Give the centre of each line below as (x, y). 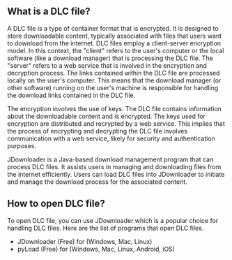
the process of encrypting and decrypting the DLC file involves (98, 131)
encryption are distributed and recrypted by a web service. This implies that (116, 123)
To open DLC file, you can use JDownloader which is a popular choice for (113, 220)
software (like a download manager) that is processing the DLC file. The (110, 58)
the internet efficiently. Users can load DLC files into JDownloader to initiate (116, 174)
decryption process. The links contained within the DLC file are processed (114, 73)
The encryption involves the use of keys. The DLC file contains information (114, 108)
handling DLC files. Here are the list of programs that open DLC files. (106, 228)
